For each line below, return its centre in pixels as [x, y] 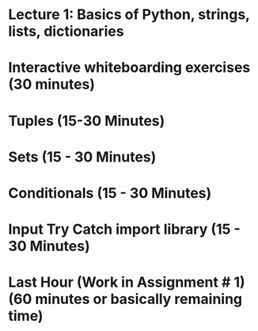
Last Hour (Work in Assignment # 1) [127, 282]
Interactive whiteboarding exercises [129, 68]
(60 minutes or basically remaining [125, 299]
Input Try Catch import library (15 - [125, 229]
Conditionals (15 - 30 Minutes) [110, 193]
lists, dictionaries [66, 31]
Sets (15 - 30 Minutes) [82, 157]
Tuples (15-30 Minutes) [87, 121]
